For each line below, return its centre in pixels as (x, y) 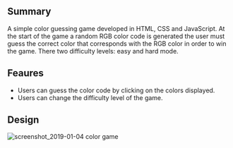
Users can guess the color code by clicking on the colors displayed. (116, 90)
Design (23, 120)
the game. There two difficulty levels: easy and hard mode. (93, 51)
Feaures (26, 73)
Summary (29, 12)
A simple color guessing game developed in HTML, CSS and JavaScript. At (116, 28)
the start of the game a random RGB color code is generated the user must (116, 36)
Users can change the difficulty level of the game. (90, 97)
